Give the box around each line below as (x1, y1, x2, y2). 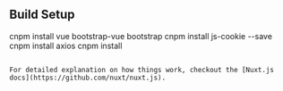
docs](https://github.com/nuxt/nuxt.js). (9, 73, 167, 82)
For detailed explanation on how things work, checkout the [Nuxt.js (9, 65, 275, 74)
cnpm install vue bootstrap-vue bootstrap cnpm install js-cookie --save (9, 30, 273, 41)
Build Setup (9, 7, 75, 22)
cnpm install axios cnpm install (9, 40, 123, 51)
